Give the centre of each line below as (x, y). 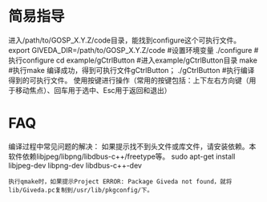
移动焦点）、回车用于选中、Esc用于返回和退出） (93, 90)
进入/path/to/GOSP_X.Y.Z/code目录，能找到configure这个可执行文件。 (125, 40)
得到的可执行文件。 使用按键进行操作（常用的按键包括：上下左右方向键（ (129, 80)
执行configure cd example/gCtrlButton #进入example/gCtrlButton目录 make (133, 60)
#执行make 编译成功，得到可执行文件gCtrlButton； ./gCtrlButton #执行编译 (131, 70)
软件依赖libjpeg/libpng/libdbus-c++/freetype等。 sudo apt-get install (122, 156)
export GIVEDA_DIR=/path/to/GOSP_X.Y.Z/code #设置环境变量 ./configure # (133, 50)
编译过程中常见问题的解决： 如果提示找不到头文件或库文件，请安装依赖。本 (132, 146)
